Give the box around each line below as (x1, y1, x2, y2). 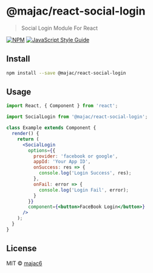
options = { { (28, 147, 56, 153)
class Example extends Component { (6, 125, 97, 131)
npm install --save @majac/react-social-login (6, 70, 126, 76)
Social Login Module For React (21, 24, 98, 32)
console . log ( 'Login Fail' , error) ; (38, 187, 129, 193)
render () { (12, 131, 39, 137)
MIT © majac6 (6, 260, 42, 267)
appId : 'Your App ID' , (33, 159, 91, 165)
